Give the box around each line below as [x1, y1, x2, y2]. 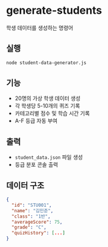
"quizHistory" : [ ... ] [11, 230, 66, 236]
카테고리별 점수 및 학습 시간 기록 [14, 110, 90, 117]
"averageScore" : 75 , [11, 219, 63, 225]
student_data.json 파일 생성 [14, 153, 83, 161]
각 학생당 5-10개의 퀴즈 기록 [14, 103, 81, 110]
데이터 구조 [6, 180, 45, 191]
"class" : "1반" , [11, 213, 51, 219]
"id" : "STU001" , [11, 202, 52, 208]
